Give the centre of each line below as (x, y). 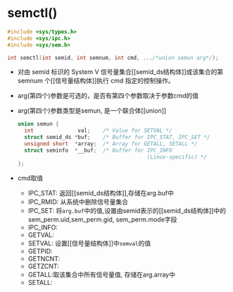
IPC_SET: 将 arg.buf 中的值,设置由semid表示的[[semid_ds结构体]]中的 (127, 210)
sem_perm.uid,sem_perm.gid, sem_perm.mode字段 (102, 219)
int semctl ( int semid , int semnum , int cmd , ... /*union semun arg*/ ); (113, 58)
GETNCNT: (44, 258)
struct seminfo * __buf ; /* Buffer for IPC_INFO (98, 150)
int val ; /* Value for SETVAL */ (98, 131)
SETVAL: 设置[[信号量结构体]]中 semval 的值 (89, 243)
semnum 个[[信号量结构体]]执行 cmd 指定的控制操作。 (96, 81)
